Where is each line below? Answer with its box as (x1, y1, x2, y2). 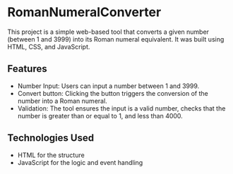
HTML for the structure (17, 151, 85, 159)
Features (7, 63, 47, 75)
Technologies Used (7, 132, 94, 144)
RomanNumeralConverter (7, 4, 162, 20)
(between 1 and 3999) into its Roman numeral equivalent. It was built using (7, 35, 225, 43)
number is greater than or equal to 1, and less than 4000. (17, 111, 184, 120)
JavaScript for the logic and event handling (17, 158, 143, 166)
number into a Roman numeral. (17, 97, 107, 105)
